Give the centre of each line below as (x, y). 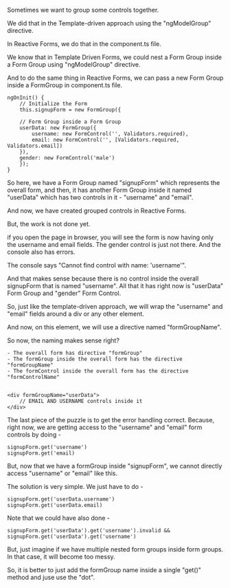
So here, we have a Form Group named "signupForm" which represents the (114, 183)
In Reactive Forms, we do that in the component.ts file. (84, 44)
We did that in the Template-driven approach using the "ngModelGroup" (109, 23)
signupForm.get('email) (41, 453)
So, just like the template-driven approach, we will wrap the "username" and (115, 306)
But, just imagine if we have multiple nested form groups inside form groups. (115, 549)
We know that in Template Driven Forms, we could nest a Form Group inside (114, 57)
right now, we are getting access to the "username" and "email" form (105, 427)
